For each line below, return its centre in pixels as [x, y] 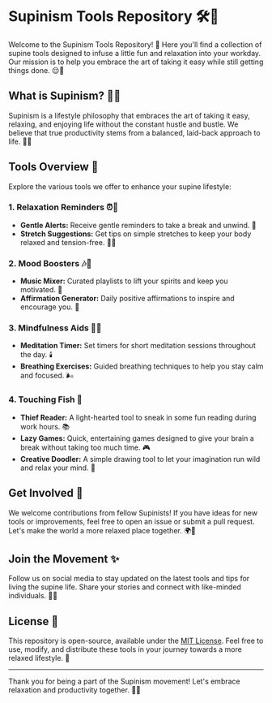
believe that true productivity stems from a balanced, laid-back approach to [134, 132]
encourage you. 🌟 [50, 307]
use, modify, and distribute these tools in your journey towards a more [125, 649]
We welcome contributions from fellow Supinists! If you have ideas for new [133, 512]
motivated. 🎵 [41, 290]
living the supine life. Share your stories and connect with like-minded [125, 587]
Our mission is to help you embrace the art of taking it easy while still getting [136, 62]
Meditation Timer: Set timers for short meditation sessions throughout [138, 346]
